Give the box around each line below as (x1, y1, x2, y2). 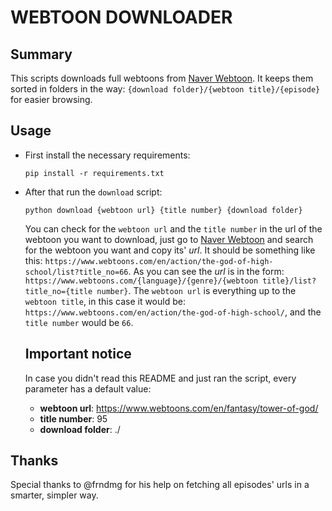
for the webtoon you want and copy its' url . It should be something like (24, 244, 316, 256)
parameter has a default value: (24, 382, 152, 395)
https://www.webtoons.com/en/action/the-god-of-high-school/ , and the (24, 306, 322, 318)
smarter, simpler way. (10, 489, 99, 501)
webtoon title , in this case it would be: (24, 295, 186, 307)
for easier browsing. (10, 94, 93, 105)
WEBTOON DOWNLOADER (10, 6, 233, 29)
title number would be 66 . (24, 316, 134, 328)
